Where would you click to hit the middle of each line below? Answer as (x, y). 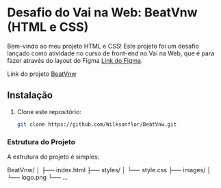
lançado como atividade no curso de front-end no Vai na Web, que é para (111, 53)
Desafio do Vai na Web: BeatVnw (102, 13)
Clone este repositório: (49, 111)
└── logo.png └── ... (38, 177)
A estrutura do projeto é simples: (53, 157)
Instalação (30, 95)
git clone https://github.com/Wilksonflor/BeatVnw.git (97, 124)
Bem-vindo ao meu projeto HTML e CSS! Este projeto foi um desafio (103, 46)
